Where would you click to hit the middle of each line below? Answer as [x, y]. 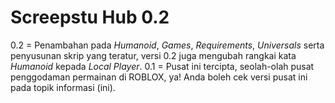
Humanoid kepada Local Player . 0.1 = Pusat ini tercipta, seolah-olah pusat [162, 66]
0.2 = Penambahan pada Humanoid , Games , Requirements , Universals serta [167, 45]
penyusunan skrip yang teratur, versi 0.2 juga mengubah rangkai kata [153, 55]
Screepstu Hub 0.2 [90, 17]
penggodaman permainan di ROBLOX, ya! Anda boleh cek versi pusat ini [159, 77]
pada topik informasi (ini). [63, 87]
